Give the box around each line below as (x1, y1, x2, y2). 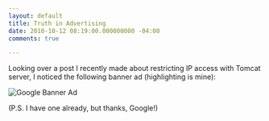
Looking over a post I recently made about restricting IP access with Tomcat (8, 64, 261, 73)
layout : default (8, 11, 63, 20)
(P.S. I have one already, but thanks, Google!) (8, 103, 159, 113)
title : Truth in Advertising (8, 19, 106, 27)
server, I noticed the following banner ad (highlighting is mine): (8, 72, 216, 81)
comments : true (8, 34, 60, 43)
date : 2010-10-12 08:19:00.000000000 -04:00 (8, 27, 160, 35)
